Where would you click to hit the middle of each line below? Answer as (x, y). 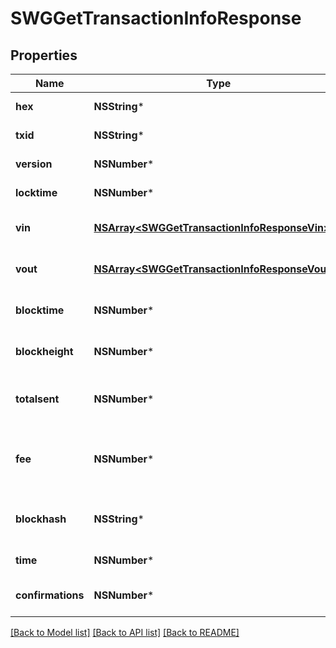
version (34, 164)
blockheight (44, 351)
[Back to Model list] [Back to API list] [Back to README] (125, 632)
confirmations (50, 595)
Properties (44, 55)
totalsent (37, 399)
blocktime (40, 310)
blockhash (41, 519)
